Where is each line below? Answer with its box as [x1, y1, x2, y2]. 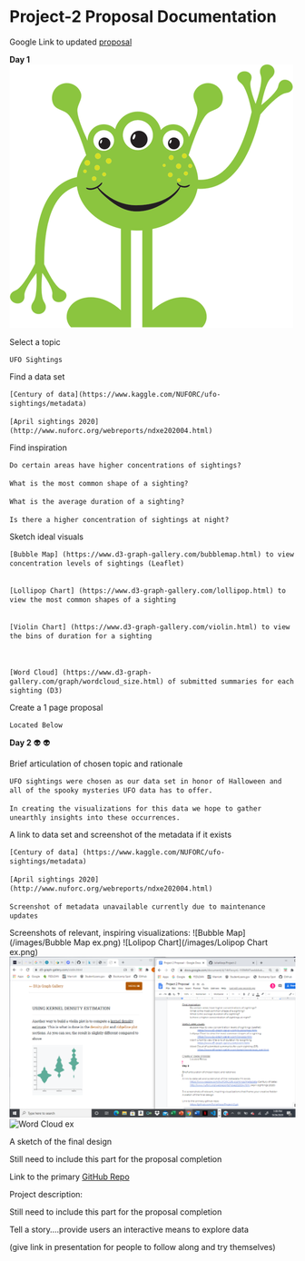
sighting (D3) [9, 685, 64, 695]
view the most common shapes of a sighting [9, 595, 177, 605]
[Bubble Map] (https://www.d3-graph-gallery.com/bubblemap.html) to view [9, 549, 295, 559]
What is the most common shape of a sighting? [9, 478, 189, 488]
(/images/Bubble [9, 937, 72, 948]
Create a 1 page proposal [9, 702, 103, 713]
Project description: [9, 1188, 84, 1199]
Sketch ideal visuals [9, 531, 84, 542]
